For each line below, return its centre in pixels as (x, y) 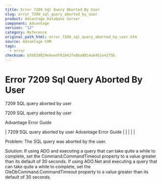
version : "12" (20, 28)
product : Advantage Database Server (42, 19)
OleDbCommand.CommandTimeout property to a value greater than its (77, 172)
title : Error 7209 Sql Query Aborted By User (52, 10)
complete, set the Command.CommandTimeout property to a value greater (81, 156)
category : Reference (26, 32)
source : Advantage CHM (28, 42)
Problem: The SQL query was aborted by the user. (56, 142)
